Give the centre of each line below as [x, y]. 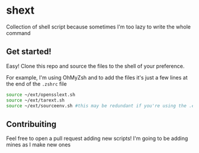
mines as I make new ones [38, 145]
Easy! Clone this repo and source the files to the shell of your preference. [95, 66]
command [18, 33]
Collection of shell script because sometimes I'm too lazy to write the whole [99, 27]
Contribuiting [31, 124]
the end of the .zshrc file [36, 84]
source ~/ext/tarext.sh [36, 100]
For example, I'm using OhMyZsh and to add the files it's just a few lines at [97, 77]
